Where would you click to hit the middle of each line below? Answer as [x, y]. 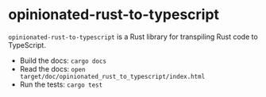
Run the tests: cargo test [61, 84]
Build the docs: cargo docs [63, 60]
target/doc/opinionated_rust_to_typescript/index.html [112, 76]
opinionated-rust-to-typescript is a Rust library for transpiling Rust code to [133, 37]
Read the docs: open [52, 68]
